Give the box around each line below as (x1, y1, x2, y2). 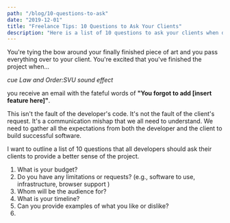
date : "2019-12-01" (7, 16, 63, 23)
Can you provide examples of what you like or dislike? (16, 202, 169, 210)
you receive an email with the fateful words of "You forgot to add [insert (7, 89, 212, 97)
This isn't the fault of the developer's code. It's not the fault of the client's (7, 110, 215, 118)
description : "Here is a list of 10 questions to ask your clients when (7, 29, 219, 36)
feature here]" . (7, 97, 51, 105)
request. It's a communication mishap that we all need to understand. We (7, 117, 214, 126)
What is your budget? (16, 165, 78, 174)
